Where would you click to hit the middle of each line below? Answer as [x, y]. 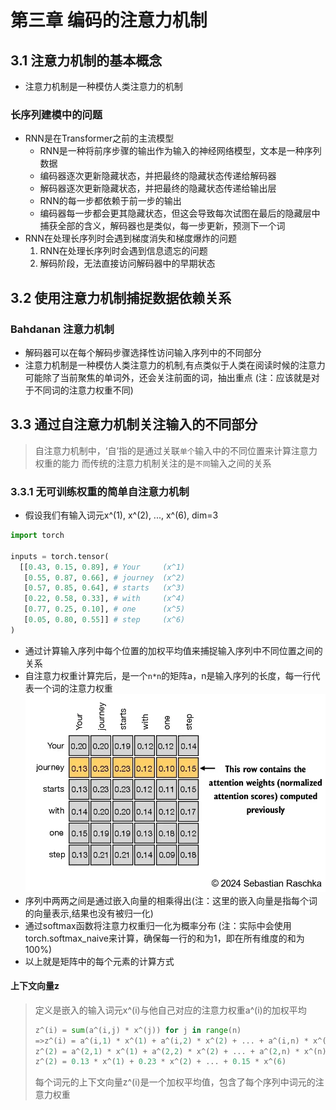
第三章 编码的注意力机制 [109, 20]
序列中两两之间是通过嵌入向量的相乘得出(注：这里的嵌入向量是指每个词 [171, 900]
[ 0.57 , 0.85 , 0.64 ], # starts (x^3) [104, 588]
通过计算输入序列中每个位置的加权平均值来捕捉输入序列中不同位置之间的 [173, 650]
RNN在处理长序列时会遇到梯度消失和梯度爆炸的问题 [130, 238]
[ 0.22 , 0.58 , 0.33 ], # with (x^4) [104, 599]
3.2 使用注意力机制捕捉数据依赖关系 [121, 297]
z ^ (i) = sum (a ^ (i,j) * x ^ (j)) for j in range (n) [138, 1030]
